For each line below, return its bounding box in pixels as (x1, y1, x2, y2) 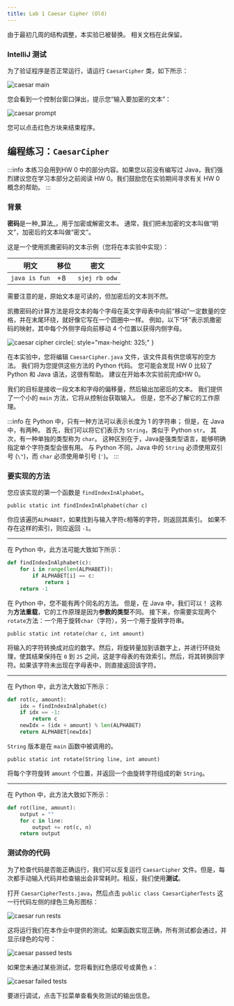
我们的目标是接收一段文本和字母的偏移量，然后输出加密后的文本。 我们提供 (7, 385, 223, 393)
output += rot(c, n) (32, 824, 92, 831)
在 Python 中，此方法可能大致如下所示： (7, 546, 123, 554)
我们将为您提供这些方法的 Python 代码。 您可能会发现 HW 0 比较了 (20, 361, 213, 370)
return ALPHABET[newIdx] (19, 728, 92, 736)
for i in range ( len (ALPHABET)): (19, 566, 114, 573)
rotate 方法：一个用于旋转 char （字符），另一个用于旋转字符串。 (7, 616, 188, 624)
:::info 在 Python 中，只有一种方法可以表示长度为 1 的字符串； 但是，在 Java (7, 417, 225, 426)
